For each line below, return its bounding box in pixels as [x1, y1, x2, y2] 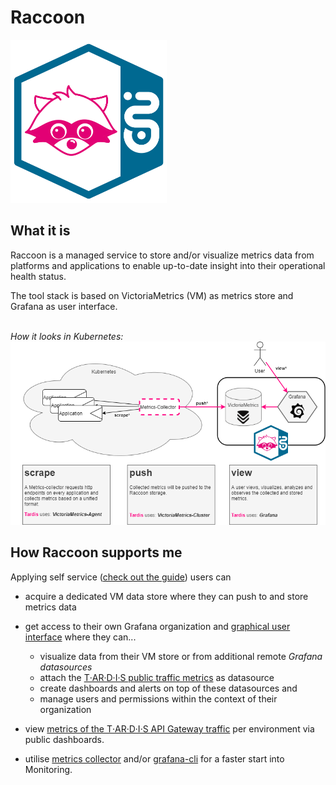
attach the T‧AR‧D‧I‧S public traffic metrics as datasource [39, 671, 275, 683]
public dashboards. [24, 733, 105, 745]
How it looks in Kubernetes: [10, 330, 124, 342]
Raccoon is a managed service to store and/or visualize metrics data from [10, 249, 315, 261]
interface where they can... [24, 631, 137, 643]
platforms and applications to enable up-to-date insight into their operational [10, 259, 326, 271]
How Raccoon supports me [10, 544, 183, 561]
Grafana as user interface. [10, 300, 118, 312]
